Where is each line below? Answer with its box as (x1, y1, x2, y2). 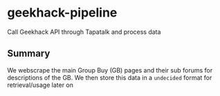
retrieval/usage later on (7, 81, 74, 89)
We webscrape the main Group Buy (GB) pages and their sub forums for (7, 66, 213, 74)
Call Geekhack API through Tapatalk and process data (7, 28, 161, 36)
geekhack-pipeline (7, 5, 118, 21)
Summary (7, 48, 51, 59)
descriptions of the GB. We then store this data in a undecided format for (7, 73, 212, 81)
